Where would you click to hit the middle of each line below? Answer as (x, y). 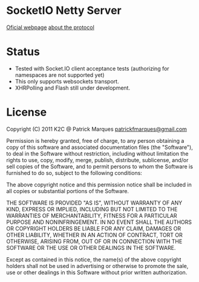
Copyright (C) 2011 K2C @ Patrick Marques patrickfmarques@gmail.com (97, 129)
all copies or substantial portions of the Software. (67, 191)
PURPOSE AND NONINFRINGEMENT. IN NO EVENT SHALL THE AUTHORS (99, 222)
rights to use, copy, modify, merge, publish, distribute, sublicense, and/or (97, 160)
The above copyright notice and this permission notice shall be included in (99, 185)
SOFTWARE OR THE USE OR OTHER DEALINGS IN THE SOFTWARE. (91, 248)
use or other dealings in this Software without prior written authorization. (97, 272)
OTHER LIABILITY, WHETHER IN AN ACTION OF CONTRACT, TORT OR (94, 235)
